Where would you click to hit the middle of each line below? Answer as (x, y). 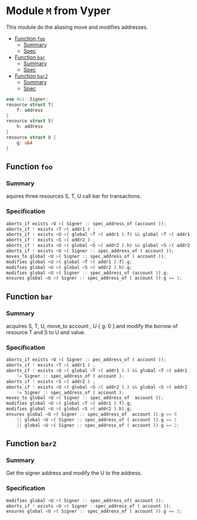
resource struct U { (31, 137)
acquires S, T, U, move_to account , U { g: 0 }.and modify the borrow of (92, 326)
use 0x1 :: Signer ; (27, 99)
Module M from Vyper (58, 11)
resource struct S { (30, 121)
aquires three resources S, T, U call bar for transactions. (74, 196)
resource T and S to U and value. (46, 332)
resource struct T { (30, 105)
